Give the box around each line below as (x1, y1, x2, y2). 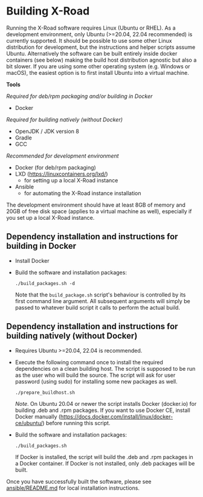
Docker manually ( (14, 412, 61, 420)
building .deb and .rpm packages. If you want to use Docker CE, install (14, 406, 190, 414)
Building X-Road (6, 4, 90, 18)
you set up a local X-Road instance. (6, 214, 95, 221)
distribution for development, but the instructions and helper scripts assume (6, 43, 196, 51)
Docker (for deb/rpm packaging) (14, 164, 97, 171)
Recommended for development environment (6, 152, 119, 159)
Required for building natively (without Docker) (6, 116, 123, 123)
